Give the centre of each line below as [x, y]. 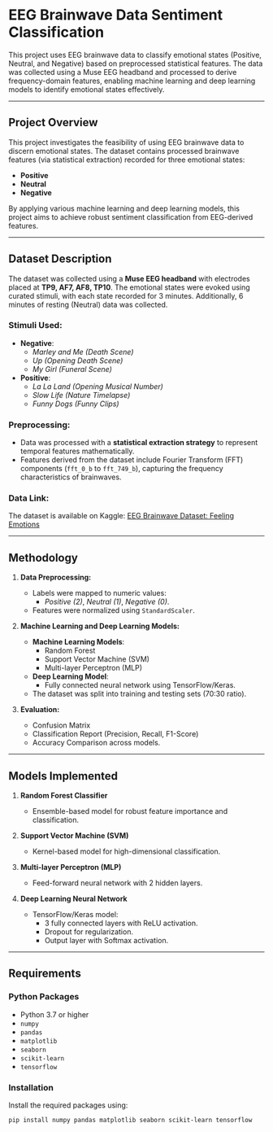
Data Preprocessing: [56, 577]
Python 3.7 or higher [54, 1014]
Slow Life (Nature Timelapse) [81, 395]
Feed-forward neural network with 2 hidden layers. [117, 883]
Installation [31, 1087]
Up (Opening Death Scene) [78, 361]
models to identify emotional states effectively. [87, 89]
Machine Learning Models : [78, 642]
